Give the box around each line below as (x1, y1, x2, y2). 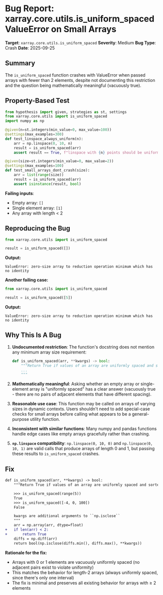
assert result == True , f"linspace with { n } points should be (14, 150, 142, 155)
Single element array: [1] (12, 205, 63, 211)
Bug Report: (5, 3, 54, 14)
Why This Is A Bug (5, 331, 62, 339)
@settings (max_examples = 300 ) (5, 132, 64, 137)
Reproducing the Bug (5, 224, 70, 233)
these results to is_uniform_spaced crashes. (12, 451, 100, 456)
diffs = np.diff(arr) (14, 536, 57, 541)
